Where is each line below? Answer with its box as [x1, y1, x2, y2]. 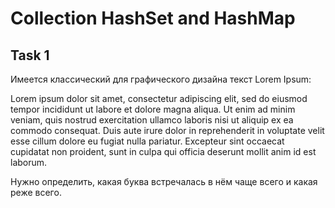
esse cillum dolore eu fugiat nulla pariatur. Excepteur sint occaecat [10, 135, 285, 147]
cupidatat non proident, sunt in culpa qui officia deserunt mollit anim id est [10, 146, 317, 157]
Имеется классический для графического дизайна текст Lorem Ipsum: [10, 73, 312, 85]
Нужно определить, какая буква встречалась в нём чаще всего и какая [10, 176, 318, 187]
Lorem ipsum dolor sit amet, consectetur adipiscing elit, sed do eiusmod [10, 93, 308, 104]
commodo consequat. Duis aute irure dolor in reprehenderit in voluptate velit [10, 125, 325, 136]
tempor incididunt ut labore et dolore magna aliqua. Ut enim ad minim [10, 103, 296, 115]
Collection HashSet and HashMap [10, 7, 296, 30]
